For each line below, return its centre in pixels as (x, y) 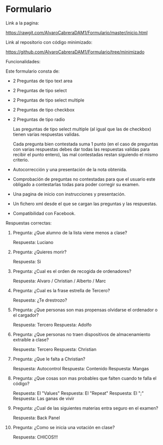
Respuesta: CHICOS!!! (35, 437)
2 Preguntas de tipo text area (42, 81)
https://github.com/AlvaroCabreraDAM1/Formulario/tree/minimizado (75, 52)
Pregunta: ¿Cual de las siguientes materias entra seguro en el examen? (85, 408)
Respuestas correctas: (29, 223)
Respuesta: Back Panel (36, 418)
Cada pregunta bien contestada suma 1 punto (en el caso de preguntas (85, 144)
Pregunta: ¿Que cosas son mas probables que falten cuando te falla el (85, 378)
